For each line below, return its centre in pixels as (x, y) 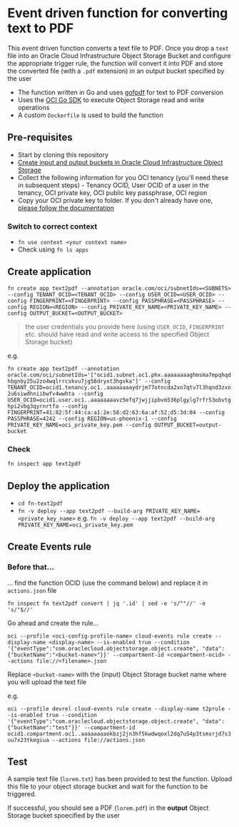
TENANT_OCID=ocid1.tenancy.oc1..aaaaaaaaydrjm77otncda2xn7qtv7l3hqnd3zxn (119, 387)
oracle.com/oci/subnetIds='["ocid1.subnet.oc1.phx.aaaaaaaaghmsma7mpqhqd (119, 375)
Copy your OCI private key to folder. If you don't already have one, (115, 200)
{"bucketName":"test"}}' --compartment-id (71, 727)
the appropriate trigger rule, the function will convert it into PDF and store (115, 63)
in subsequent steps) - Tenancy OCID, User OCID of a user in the (113, 185)
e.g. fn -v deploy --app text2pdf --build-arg (146, 518)
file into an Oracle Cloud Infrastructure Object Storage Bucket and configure (119, 56)
